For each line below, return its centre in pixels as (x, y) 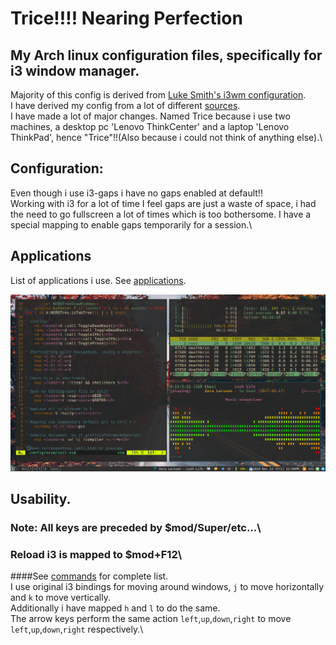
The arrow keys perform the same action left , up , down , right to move (151, 619)
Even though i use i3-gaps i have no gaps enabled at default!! (136, 193)
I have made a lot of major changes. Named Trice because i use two (150, 116)
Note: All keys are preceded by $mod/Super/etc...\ (136, 527)
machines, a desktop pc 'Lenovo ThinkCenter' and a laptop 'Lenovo (150, 126)
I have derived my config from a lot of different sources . (125, 105)
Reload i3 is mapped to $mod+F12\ (96, 554)
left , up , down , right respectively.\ (77, 629)
